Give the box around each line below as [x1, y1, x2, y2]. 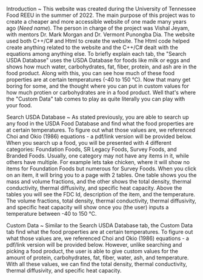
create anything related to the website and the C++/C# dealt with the [6, 44, 179, 51]
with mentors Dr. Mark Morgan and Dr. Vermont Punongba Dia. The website [6, 31, 195, 38]
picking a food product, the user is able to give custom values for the [6, 248, 179, 255]
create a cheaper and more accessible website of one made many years [6, 18, 187, 25]
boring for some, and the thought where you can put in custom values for [6, 82, 190, 90]
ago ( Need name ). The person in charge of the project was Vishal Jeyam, [6, 24, 190, 32]
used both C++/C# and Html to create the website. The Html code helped [6, 38, 190, 44]
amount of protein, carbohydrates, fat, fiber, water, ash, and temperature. [6, 254, 189, 261]
